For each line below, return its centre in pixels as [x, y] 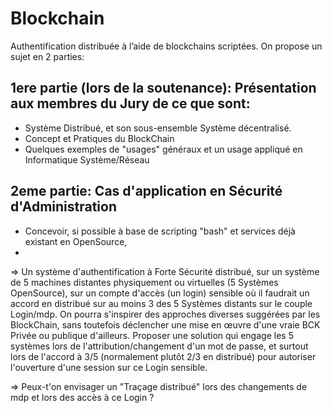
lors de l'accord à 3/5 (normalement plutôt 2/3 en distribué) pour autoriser [163, 356]
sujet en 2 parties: [47, 56]
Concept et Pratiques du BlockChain [99, 138]
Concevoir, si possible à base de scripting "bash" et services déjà [160, 231]
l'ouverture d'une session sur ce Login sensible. [109, 367]
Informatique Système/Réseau [87, 159]
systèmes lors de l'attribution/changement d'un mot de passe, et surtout [159, 346]
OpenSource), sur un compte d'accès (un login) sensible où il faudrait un [160, 293]
